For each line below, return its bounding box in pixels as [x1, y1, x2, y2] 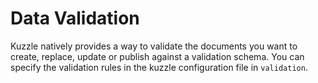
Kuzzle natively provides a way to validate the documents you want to [10, 40, 298, 52]
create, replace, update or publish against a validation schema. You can [10, 50, 305, 62]
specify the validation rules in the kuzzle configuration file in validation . [10, 61, 308, 73]
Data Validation [10, 7, 140, 30]
